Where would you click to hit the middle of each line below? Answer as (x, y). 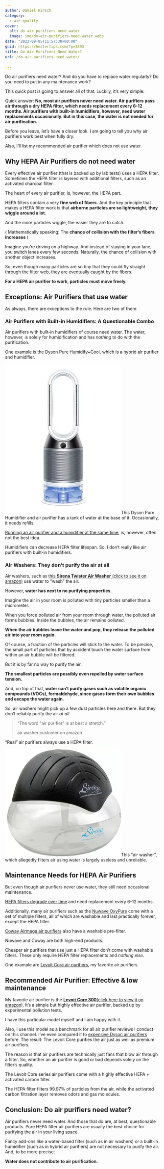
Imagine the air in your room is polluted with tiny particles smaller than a (78, 600)
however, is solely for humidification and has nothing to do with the (73, 337)
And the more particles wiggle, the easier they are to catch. (65, 223)
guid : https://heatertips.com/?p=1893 (45, 47)
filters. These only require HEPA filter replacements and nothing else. (75, 955)
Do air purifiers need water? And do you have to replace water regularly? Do (82, 77)
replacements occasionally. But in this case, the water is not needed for (79, 117)
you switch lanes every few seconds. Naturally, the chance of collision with (81, 252)
